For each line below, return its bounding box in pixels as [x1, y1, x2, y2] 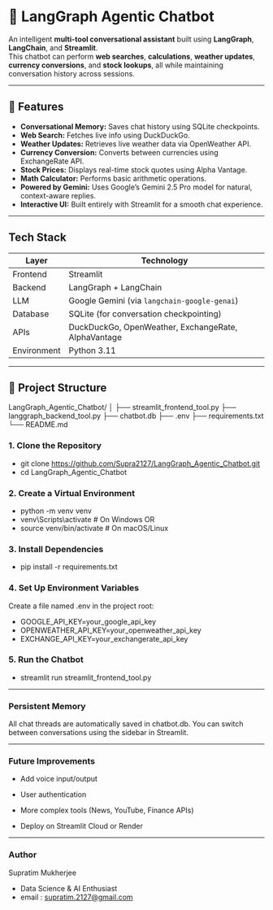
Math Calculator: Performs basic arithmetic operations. [19, 173, 207, 183]
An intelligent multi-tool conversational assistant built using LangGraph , [8, 34, 254, 44]
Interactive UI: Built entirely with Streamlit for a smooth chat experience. [19, 199, 263, 209]
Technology [141, 255, 188, 266]
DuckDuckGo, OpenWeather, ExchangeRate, [68, 321, 238, 333]
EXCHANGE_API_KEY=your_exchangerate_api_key [19, 634, 188, 643]
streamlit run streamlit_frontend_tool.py [19, 673, 152, 682]
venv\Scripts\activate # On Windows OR [19, 514, 155, 524]
